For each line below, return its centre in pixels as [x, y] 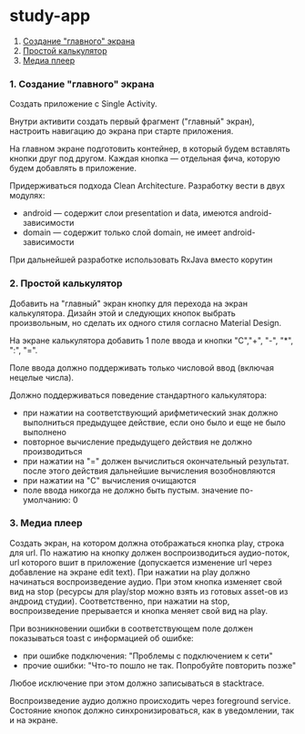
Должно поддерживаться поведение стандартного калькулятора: [138, 395]
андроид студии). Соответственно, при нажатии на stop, [120, 601]
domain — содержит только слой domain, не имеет [122, 232]
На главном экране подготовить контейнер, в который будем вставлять [150, 149]
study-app [50, 16]
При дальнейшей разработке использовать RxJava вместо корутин [141, 260]
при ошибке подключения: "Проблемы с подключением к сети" [147, 656]
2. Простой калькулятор [66, 283]
